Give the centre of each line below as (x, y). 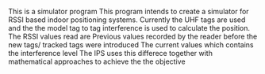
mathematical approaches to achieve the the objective (97, 61)
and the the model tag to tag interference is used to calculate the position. (129, 28)
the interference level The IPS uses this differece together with (110, 53)
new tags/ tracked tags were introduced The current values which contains (131, 45)
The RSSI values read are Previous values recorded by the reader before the (133, 36)
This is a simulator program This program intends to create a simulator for (129, 11)
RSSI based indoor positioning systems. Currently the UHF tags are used (127, 20)
